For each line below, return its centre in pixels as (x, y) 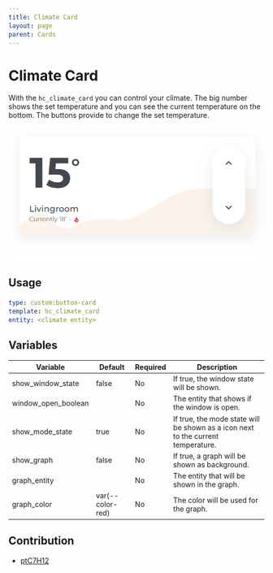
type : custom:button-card (52, 302)
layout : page (30, 26)
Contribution (41, 541)
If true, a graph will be (210, 456)
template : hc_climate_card (54, 311)
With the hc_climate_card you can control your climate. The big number (128, 98)
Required (151, 367)
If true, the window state (214, 379)
